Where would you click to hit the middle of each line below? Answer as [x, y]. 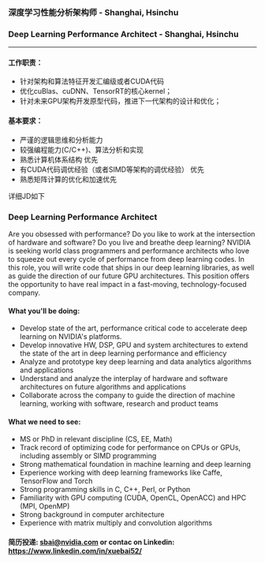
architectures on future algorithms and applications [103, 387]
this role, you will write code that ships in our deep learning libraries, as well [131, 267]
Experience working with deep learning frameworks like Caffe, [121, 473]
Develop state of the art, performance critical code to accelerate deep [133, 328]
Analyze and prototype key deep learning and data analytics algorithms [136, 362]
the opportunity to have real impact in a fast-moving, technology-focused [127, 284]
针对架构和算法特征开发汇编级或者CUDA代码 [91, 81]
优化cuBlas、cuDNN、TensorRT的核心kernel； [95, 91]
